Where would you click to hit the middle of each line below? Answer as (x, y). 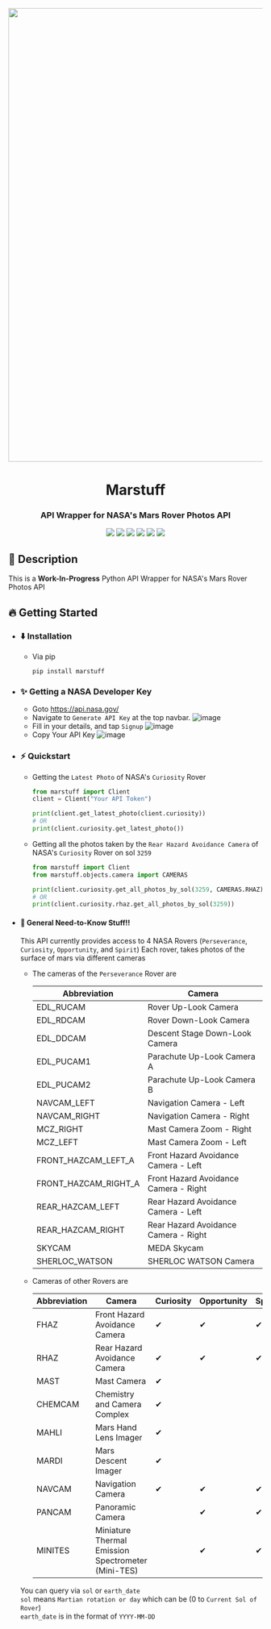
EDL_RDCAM (61, 1020)
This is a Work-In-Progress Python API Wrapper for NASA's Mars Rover (128, 579)
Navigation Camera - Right (199, 1115)
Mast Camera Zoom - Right (200, 1129)
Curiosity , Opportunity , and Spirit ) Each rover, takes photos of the (132, 949)
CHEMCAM (58, 1404)
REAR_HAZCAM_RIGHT (80, 1230)
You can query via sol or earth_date (80, 1590)
